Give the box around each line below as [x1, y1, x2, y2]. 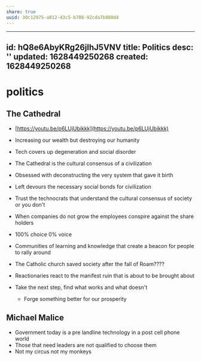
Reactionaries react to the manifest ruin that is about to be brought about [14, 272, 195, 279]
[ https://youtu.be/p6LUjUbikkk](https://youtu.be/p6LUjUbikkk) [14, 124, 169, 132]
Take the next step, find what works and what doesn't [14, 284, 148, 291]
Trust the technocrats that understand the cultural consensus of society [14, 195, 193, 202]
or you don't [14, 201, 45, 208]
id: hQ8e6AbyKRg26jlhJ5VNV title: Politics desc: [6, 42, 194, 52]
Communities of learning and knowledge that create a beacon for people [14, 242, 194, 249]
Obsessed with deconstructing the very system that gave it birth [14, 171, 173, 178]
